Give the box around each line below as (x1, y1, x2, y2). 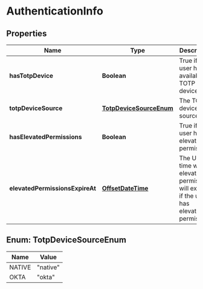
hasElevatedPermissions (9, 133, 82, 141)
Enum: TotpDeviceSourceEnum (6, 235, 127, 245)
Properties (6, 28, 47, 39)
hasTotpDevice (9, 71, 53, 80)
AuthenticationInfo (6, 4, 104, 18)
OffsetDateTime (101, 184, 149, 192)
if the (179, 192, 194, 200)
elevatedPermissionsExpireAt (9, 184, 97, 192)
